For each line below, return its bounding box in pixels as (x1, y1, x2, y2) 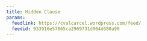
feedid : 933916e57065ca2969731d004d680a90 (11, 25, 120, 32)
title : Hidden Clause (6, 8, 61, 15)
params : (6, 14, 26, 20)
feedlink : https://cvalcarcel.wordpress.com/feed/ (11, 20, 142, 26)
